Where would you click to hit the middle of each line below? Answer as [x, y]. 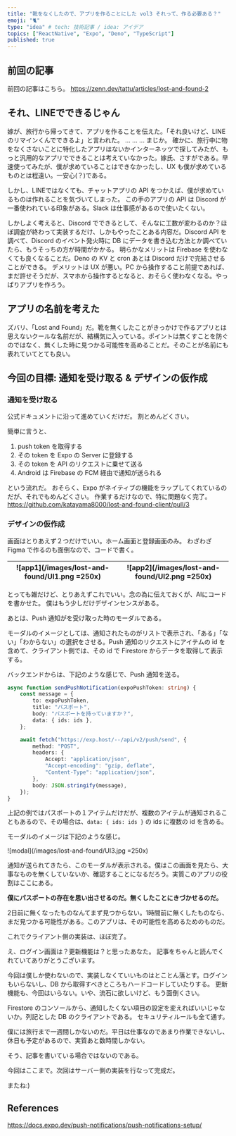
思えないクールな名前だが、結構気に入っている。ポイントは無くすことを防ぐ [118, 336]
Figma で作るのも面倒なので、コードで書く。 [72, 550]
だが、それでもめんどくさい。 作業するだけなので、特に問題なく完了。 [109, 497]
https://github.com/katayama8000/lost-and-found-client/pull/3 [98, 505]
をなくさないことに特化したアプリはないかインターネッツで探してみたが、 [115, 149]
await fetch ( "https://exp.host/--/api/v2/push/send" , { [104, 740]
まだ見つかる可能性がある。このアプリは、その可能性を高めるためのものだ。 [118, 922]
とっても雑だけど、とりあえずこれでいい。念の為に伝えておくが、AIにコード [117, 594]
